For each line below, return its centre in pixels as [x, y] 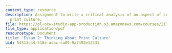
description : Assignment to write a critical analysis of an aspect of [83, 15]
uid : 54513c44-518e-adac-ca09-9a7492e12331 [52, 43]
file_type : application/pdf [35, 29]
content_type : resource [31, 10]
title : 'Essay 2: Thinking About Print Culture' [58, 38]
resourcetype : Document [31, 33]
